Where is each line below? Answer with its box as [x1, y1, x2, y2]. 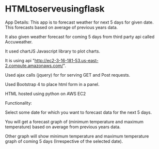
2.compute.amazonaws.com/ [5, 63, 64, 68]
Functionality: [5, 100, 32, 106]
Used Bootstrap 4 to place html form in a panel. [5, 81, 100, 87]
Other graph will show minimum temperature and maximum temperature [5, 133, 149, 139]
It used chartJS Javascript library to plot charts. [5, 48, 100, 54]
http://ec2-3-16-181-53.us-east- [34, 57, 98, 63]
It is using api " [5, 57, 35, 63]
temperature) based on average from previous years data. [5, 124, 121, 130]
